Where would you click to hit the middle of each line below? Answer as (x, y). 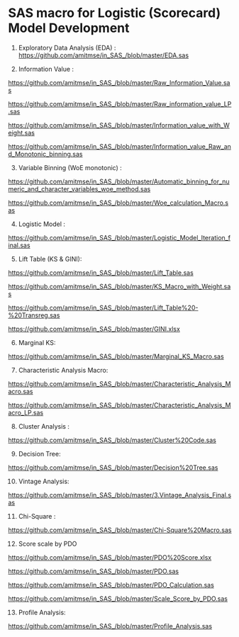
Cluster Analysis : (44, 426)
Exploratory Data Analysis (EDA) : (67, 47)
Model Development (69, 28)
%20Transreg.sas (34, 315)
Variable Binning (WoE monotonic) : (70, 167)
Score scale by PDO (48, 543)
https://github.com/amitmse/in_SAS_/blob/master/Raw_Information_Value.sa (119, 82)
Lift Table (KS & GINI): (50, 259)
